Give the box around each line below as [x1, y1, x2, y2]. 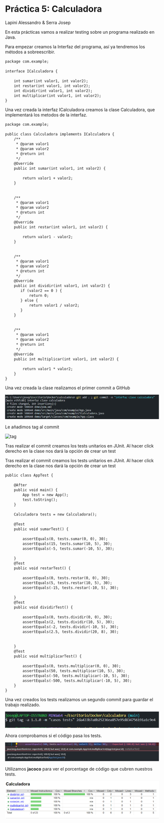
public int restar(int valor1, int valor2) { [14, 224, 108, 229]
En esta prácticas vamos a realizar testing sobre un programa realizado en [5, 29, 155, 35]
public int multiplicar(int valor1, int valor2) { [14, 356, 119, 361]
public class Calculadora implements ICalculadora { [5, 132, 115, 136]
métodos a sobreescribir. [5, 49, 55, 55]
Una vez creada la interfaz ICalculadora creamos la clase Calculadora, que [5, 107, 155, 112]
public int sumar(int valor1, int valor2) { [14, 166, 106, 171]
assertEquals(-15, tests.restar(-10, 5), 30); [22, 585, 119, 590]
